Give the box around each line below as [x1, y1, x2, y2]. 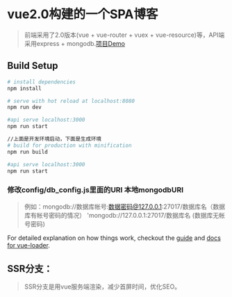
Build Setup [7, 60, 58, 72]
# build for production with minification [7, 142, 132, 149]
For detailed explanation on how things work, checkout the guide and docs [7, 234, 221, 242]
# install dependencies [7, 78, 76, 86]
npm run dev [7, 104, 42, 111]
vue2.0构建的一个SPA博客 [7, 6, 158, 22]
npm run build [7, 148, 49, 155]
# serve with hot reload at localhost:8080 [7, 97, 135, 104]
